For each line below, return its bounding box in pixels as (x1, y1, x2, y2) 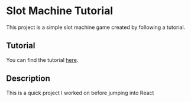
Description (6, 74, 50, 84)
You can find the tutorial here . (6, 56, 79, 63)
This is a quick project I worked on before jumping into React (6, 89, 154, 96)
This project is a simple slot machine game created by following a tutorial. (6, 24, 186, 31)
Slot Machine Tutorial (6, 4, 114, 18)
